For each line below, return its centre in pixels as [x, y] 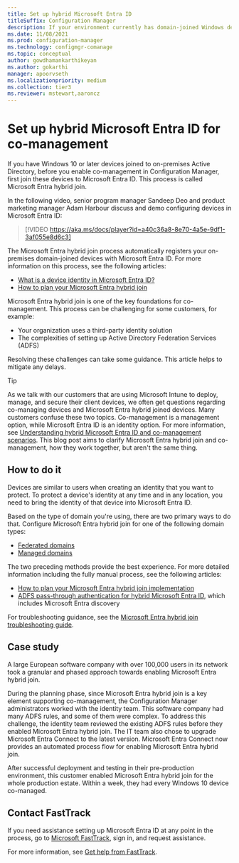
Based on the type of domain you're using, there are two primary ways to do [119, 516]
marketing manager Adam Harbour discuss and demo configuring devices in [119, 208]
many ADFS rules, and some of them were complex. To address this [107, 716]
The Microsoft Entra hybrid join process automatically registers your [107, 251]
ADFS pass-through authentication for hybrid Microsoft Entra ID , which [121, 595]
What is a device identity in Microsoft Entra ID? [86, 280]
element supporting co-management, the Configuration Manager [102, 701]
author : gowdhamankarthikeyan [52, 61]
